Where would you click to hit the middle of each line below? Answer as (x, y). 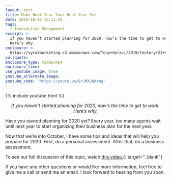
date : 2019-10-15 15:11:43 (34, 19)
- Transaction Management (37, 29)
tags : (11, 24)
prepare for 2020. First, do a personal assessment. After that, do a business (85, 141)
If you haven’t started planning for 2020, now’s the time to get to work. (85, 106)
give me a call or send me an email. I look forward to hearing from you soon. (85, 172)
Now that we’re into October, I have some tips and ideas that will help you (82, 136)
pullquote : (17, 57)
